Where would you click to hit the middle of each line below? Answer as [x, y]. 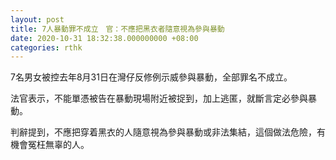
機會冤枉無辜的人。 [50, 145]
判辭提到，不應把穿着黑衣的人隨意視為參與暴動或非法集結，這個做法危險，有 [168, 132]
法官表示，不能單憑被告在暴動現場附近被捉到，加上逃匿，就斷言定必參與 [159, 98]
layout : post [37, 19]
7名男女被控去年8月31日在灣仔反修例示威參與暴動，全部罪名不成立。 [151, 77]
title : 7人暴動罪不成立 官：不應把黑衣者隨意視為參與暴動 [117, 29]
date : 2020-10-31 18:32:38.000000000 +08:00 [104, 38]
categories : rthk [46, 47]
